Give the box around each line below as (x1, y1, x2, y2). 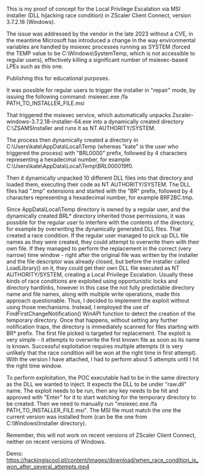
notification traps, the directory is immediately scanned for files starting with (6, 323, 199, 330)
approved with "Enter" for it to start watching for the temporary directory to (6, 394, 196, 401)
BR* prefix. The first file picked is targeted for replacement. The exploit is (6, 329, 191, 337)
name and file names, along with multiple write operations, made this (6, 291, 180, 297)
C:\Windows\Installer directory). (6, 420, 87, 427)
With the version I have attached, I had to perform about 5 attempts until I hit (6, 356, 199, 363)
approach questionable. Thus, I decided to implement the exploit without (6, 297, 190, 304)
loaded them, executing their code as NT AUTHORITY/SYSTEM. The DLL (6, 181, 191, 188)
